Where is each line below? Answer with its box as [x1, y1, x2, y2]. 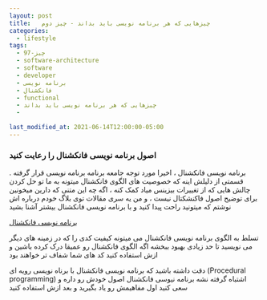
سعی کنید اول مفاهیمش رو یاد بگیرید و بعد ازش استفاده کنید [9, 282, 188, 293]
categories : [9, 26, 49, 34]
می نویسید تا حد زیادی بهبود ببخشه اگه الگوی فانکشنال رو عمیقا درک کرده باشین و [9, 241, 253, 251]
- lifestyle [16, 34, 57, 43]
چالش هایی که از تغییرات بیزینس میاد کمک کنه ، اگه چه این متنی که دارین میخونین [9, 185, 251, 195]
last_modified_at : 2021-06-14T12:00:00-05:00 [9, 124, 164, 132]
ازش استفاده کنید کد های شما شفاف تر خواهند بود [9, 250, 159, 260]
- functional [16, 94, 60, 102]
